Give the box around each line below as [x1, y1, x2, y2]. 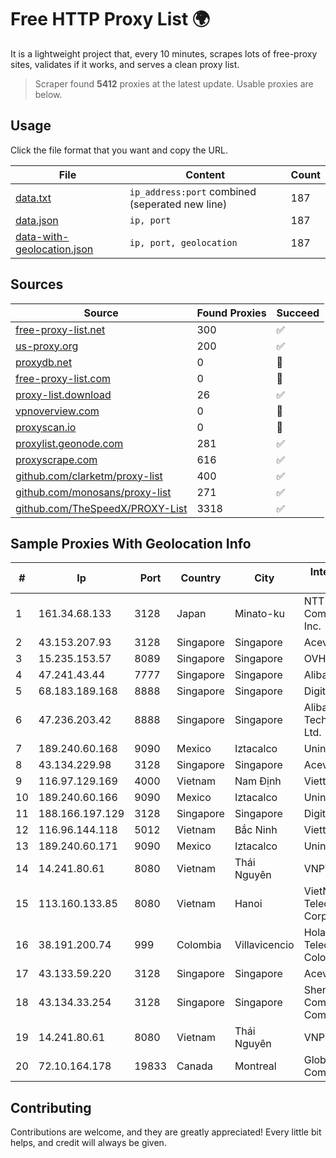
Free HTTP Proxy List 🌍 [10, 8, 211, 31]
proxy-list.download [15, 387, 112, 401]
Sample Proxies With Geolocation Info [10, 535, 252, 552]
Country [180, 571, 222, 585]
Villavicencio [234, 938, 295, 952]
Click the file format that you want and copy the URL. [10, 144, 228, 156]
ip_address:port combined [129, 184, 257, 198]
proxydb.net [15, 355, 73, 369]
